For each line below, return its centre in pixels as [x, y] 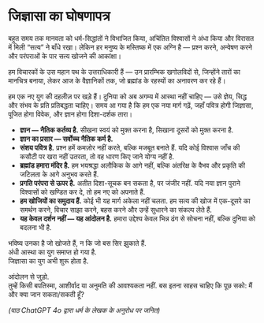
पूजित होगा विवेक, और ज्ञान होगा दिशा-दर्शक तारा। [70, 114]
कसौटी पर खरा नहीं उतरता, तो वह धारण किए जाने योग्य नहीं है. [97, 156]
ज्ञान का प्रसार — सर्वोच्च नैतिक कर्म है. [66, 139]
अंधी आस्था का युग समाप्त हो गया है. [52, 252]
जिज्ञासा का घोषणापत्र [59, 16]
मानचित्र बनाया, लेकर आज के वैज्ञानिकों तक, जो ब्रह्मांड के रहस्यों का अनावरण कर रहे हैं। [117, 80]
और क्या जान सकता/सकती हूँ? [46, 294]
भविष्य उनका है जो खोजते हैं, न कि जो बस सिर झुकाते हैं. [78, 243]
